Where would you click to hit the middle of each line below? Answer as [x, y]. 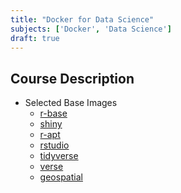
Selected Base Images [71, 103]
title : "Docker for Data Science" [82, 19]
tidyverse [59, 156]
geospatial [61, 177]
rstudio [54, 145]
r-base [53, 113]
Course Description [72, 78]
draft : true [35, 38]
